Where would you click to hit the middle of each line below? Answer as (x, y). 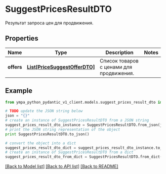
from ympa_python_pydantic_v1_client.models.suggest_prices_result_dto (80, 102)
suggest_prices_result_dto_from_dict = (46, 157)
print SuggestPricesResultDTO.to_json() (47, 134)
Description (120, 52)
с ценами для (116, 67)
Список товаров (119, 60)
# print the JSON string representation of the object (63, 129)
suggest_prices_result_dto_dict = (41, 148)
